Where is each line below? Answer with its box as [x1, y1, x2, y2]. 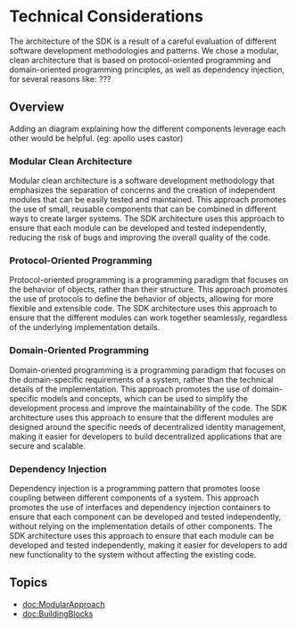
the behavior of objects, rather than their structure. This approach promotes [9, 284, 288, 295]
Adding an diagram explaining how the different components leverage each [9, 123, 286, 134]
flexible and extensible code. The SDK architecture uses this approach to [9, 303, 277, 314]
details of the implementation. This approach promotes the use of [9, 384, 250, 394]
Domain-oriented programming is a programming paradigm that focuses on [9, 364, 286, 376]
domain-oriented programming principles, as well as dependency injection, [9, 64, 285, 75]
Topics [9, 575, 48, 591]
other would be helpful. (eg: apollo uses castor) [9, 132, 184, 144]
